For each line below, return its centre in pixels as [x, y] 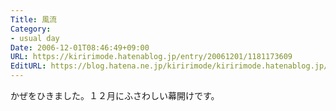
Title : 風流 [33, 19]
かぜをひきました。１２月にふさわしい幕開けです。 [115, 95]
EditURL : [28, 66]
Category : [31, 29]
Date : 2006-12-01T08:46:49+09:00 [80, 47]
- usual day [35, 38]
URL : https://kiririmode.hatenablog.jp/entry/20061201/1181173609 [151, 57]
